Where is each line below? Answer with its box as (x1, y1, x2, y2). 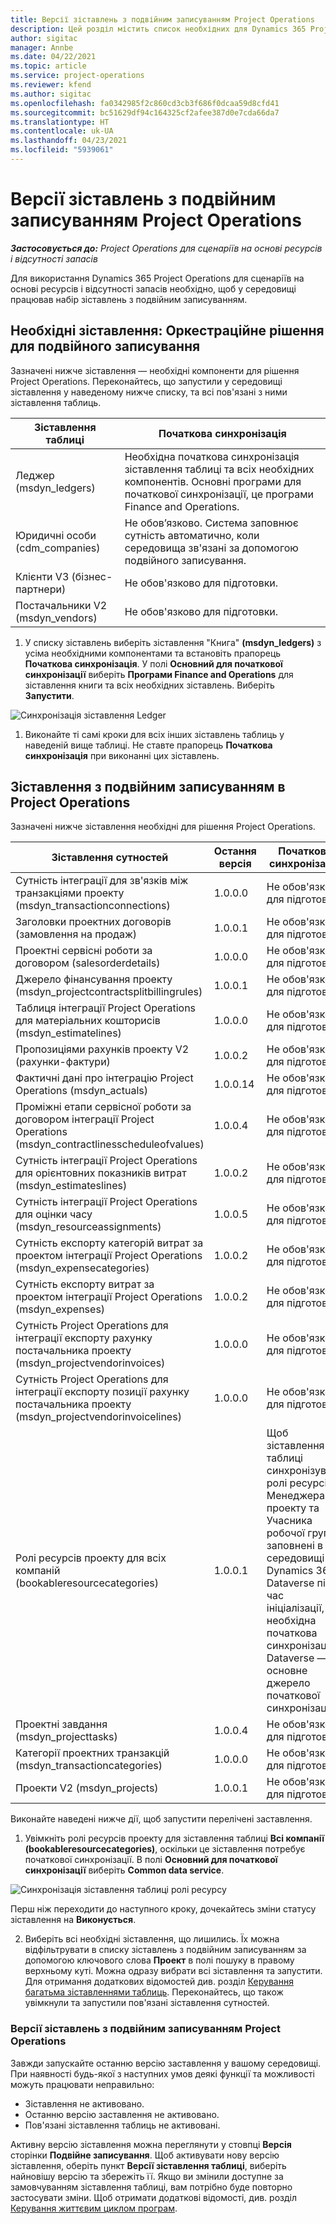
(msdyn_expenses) (15, 1302, 106, 1316)
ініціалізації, (266, 1601, 325, 1615)
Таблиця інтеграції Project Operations (15, 1001, 197, 1015)
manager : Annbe (10, 42, 74, 53)
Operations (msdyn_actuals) (15, 1084, 148, 1098)
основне (266, 1664, 308, 1678)
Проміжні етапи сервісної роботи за (15, 1100, 192, 1114)
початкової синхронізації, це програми (124, 487, 315, 501)
